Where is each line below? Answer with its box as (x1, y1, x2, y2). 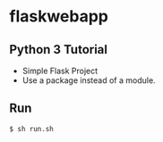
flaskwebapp (9, 6, 109, 27)
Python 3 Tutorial (9, 42, 108, 57)
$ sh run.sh (9, 124, 54, 133)
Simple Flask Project (21, 65, 99, 76)
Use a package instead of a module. (21, 75, 156, 86)
